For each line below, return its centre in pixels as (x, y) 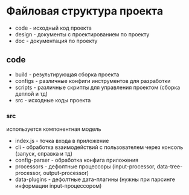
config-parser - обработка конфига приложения (77, 160)
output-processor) (66, 173)
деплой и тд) (31, 94)
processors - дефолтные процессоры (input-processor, (85, 167)
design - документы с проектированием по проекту (82, 34)
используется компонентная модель (54, 129)
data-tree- (170, 167)
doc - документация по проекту (56, 41)
